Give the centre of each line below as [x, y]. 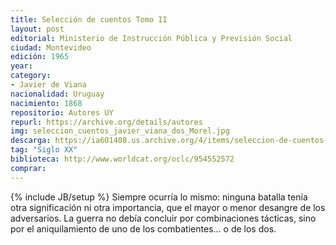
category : [31, 76]
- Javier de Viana [48, 85]
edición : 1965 [40, 57]
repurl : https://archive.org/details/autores [106, 122]
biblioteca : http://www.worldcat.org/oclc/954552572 [122, 159]
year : [21, 66]
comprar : [28, 168]
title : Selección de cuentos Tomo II [89, 19]
